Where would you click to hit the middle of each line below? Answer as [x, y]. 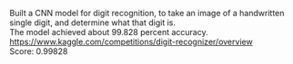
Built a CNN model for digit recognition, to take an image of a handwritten [147, 13]
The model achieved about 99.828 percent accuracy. [109, 32]
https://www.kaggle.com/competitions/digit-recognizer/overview [131, 41]
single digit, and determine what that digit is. [92, 23]
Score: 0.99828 [39, 51]
